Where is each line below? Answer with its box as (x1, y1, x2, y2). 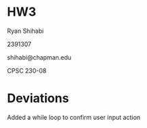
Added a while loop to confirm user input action (7, 113, 141, 121)
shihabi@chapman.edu (7, 53, 71, 62)
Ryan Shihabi (7, 27, 44, 35)
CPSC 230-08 (7, 66, 47, 75)
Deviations (7, 90, 69, 106)
